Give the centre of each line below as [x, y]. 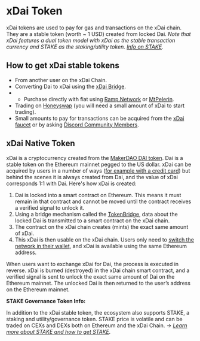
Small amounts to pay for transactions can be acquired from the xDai [99, 118]
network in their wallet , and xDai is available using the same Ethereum [101, 246]
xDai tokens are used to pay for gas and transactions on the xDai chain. [94, 28]
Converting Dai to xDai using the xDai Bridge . [70, 86]
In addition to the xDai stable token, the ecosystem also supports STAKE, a [98, 312]
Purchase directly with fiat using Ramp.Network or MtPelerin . [99, 99]
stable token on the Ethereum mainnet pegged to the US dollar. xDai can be [99, 164]
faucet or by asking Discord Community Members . [77, 125]
